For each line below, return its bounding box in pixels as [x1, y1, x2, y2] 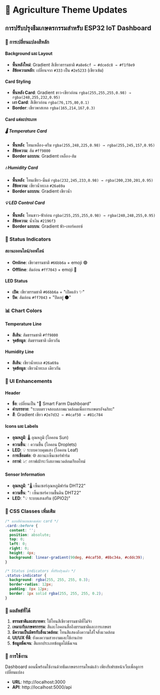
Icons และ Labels [5, 423, 38, 429]
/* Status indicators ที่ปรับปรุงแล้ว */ [5, 569, 76, 573]
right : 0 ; [9, 546, 29, 551]
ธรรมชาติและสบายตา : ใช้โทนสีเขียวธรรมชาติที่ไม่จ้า [12, 618, 92, 624]
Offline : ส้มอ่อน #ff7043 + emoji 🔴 [12, 266, 77, 273]
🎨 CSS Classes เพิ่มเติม [5, 507, 55, 514]
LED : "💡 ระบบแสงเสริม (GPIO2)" [12, 495, 71, 501]
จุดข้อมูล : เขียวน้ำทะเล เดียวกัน [12, 365, 61, 371]
